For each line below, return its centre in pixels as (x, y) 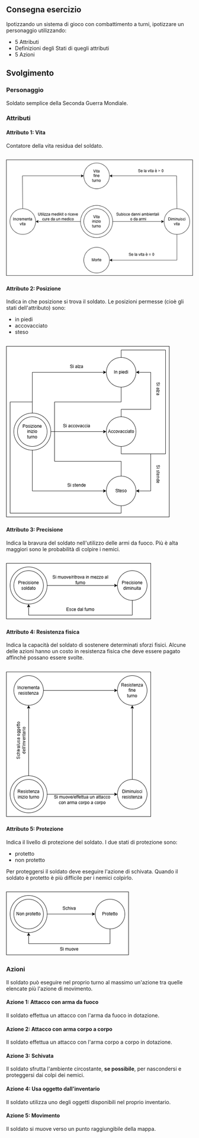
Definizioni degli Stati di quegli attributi (62, 48)
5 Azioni (25, 54)
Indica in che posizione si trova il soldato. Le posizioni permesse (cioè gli (95, 301)
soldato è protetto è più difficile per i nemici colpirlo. (70, 878)
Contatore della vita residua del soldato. (55, 145)
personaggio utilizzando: (36, 30)
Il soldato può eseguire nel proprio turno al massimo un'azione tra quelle (94, 982)
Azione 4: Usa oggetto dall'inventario (53, 1089)
